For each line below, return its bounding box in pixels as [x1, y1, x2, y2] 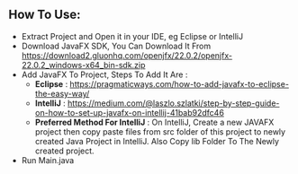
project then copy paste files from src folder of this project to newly [34, 126, 285, 137]
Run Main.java [21, 154, 75, 165]
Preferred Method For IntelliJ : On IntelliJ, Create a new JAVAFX [34, 117, 275, 127]
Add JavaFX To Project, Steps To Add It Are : [21, 69, 188, 80]
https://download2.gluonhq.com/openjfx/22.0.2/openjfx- [21, 49, 233, 61]
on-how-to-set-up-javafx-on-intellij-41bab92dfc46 [34, 107, 224, 117]
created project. [34, 145, 95, 156]
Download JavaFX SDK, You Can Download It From [21, 40, 212, 51]
